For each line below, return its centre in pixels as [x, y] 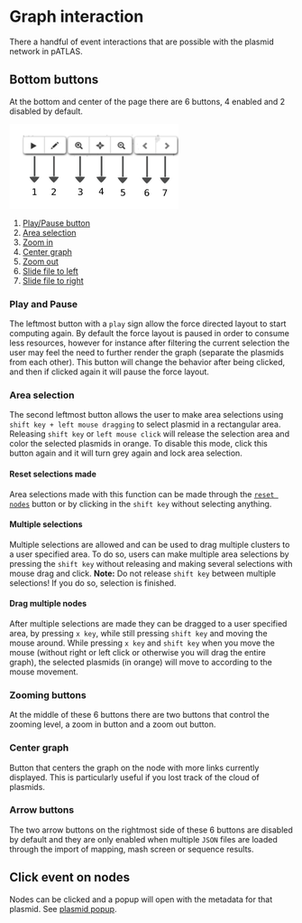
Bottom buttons [54, 80]
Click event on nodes [70, 877]
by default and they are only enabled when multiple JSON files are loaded [143, 839]
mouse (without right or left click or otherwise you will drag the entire [137, 652]
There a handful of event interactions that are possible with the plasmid [142, 42]
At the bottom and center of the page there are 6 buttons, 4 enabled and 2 [147, 101]
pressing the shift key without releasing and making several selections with [151, 563]
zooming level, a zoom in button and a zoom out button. [113, 724]
